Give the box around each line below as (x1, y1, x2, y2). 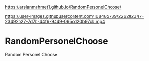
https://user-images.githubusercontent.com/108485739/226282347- (5, 14, 144, 19)
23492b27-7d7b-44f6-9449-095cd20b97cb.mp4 (5, 19, 106, 24)
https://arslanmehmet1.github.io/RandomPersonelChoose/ (5, 4, 122, 10)
